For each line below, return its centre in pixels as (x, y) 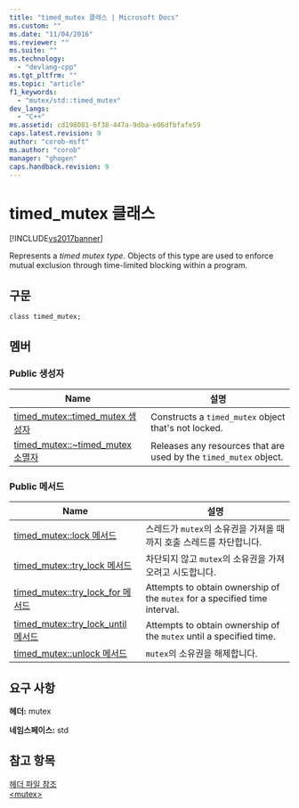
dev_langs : (29, 109)
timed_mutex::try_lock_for (67, 592)
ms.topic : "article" (48, 84)
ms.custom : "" (36, 26)
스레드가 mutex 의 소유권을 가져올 (210, 529)
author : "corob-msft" (49, 142)
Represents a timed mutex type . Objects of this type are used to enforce (141, 256)
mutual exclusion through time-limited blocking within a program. (128, 265)
